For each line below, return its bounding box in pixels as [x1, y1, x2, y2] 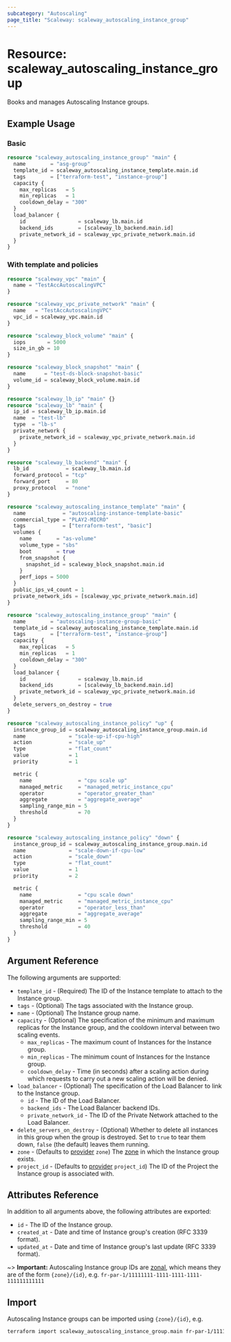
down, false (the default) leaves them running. [16, 1140, 150, 1148]
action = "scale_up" [13, 739, 107, 746]
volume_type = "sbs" [19, 542, 78, 549]
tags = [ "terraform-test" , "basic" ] [13, 522, 153, 529]
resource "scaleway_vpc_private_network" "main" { [7, 300, 155, 308]
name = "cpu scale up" [19, 777, 128, 784]
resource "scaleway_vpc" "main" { [7, 276, 107, 283]
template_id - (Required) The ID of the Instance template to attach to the [16, 987, 223, 995]
